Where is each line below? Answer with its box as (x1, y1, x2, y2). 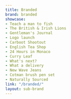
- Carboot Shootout (5, 40, 46, 45)
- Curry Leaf (5, 53, 33, 59)
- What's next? (5, 58, 37, 63)
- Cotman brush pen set (5, 72, 55, 77)
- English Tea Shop (5, 44, 46, 49)
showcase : (5, 16, 26, 21)
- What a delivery (5, 63, 44, 68)
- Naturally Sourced (5, 77, 49, 82)
